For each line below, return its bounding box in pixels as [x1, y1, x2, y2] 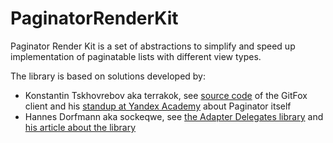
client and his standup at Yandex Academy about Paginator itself [24, 100, 292, 112]
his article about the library [24, 121, 137, 133]
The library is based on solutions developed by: [10, 70, 207, 82]
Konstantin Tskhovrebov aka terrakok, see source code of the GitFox [24, 89, 308, 101]
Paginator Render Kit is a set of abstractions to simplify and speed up [10, 40, 296, 52]
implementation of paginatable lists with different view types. [10, 50, 262, 62]
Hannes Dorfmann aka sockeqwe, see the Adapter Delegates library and [24, 110, 324, 122]
